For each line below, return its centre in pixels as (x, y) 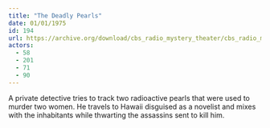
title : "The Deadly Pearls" (55, 16)
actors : (21, 46)
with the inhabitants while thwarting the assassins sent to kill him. (117, 115)
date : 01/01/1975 (37, 23)
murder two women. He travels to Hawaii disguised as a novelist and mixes (132, 106)
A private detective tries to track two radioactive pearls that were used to (129, 98)
